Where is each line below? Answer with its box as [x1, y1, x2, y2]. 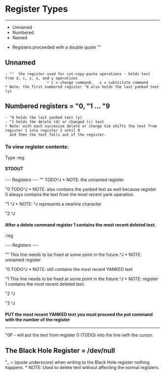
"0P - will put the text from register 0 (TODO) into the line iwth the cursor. [5, 332, 154, 338]
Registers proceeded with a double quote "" [12, 44, 102, 50]
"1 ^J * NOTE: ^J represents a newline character [5, 201, 102, 207]
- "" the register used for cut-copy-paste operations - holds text [5, 71, 151, 77]
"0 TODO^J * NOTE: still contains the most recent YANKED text [5, 267, 133, 272]
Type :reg [5, 155, 25, 161]
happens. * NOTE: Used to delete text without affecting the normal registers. [5, 365, 160, 371]
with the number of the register [5, 317, 70, 322]
